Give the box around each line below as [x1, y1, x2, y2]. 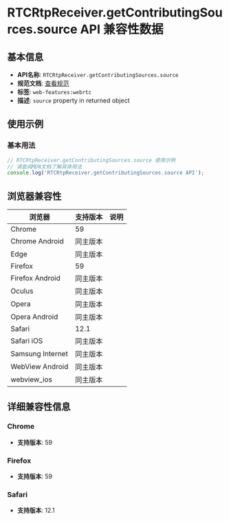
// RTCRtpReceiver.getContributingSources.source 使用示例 [7, 157, 176, 164]
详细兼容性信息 [7, 401, 71, 412]
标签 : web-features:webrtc [17, 88, 91, 96]
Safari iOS [10, 336, 43, 346]
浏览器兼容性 [7, 190, 62, 202]
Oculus [10, 287, 34, 296]
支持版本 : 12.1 [17, 507, 55, 515]
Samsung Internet [10, 349, 69, 359]
